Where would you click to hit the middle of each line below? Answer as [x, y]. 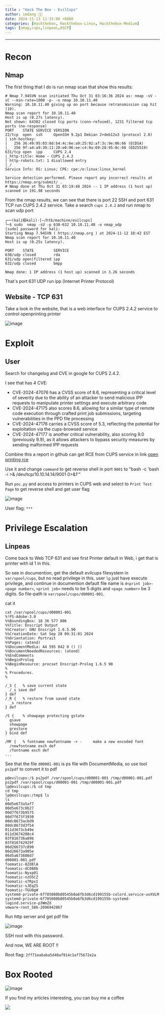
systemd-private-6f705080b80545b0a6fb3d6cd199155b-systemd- [68, 899]
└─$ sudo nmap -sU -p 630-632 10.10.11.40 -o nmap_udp [63, 225]
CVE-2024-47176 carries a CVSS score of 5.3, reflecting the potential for [86, 424]
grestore [18, 729]
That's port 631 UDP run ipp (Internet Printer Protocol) [60, 281]
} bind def [16, 733]
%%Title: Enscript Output [31, 625]
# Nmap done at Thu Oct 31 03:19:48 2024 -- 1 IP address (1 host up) [79, 187]
